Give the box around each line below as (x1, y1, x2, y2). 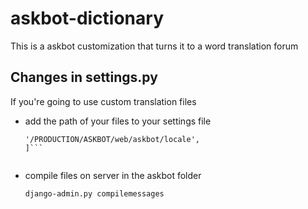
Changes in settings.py (10, 69, 158, 86)
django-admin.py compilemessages (24, 188, 165, 199)
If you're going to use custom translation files (10, 95, 197, 107)
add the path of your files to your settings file (24, 115, 212, 127)
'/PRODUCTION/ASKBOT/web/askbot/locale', (24, 134, 200, 144)
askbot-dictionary (10, 7, 164, 30)
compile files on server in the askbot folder (24, 169, 202, 181)
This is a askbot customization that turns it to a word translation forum (10, 40, 299, 52)
